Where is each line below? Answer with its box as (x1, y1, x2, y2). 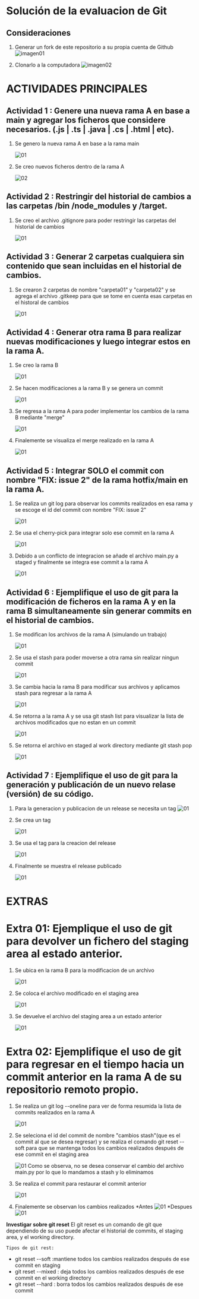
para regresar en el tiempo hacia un (6, 1058, 185, 1071)
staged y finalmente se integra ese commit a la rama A (14, 559, 149, 566)
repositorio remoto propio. (6, 1083, 139, 1097)
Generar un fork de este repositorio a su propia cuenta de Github (14, 43, 174, 50)
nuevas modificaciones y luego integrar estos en (6, 337, 191, 347)
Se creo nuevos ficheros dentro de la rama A (14, 163, 125, 170)
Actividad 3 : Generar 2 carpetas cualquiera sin (6, 252, 185, 262)
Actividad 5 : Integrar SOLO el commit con (6, 465, 165, 476)
